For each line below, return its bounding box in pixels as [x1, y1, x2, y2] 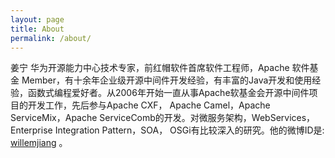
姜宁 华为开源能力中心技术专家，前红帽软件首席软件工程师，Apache [10, 62, 290, 74]
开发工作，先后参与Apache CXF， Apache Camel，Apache [27, 99, 271, 111]
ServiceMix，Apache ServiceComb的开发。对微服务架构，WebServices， [10, 112, 316, 124]
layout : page [10, 14, 65, 25]
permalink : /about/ [10, 33, 92, 43]
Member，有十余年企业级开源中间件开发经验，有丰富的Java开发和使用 [21, 74, 313, 86]
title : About [10, 24, 65, 34]
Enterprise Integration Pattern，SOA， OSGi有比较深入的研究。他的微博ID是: [10, 124, 325, 136]
